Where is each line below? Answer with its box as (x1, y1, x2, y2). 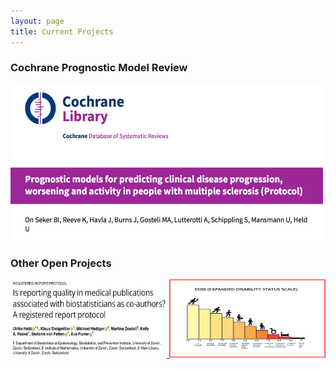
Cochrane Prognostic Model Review (10, 61, 188, 75)
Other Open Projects (10, 256, 112, 270)
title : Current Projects (10, 26, 114, 37)
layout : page (10, 16, 65, 26)
